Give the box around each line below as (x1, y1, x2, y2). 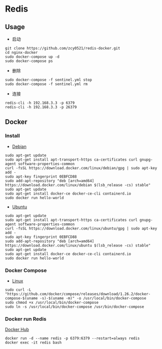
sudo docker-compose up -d (5, 54, 60, 59)
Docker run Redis (5, 316, 47, 322)
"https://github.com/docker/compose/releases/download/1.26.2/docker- (5, 291, 151, 297)
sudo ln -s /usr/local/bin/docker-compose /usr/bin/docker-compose (5, 304, 145, 309)
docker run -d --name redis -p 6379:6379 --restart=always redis (5, 336, 140, 341)
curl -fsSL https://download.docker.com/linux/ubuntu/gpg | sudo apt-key (5, 226, 158, 231)
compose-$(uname (5, 296, 38, 300)
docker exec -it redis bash (5, 340, 62, 345)
